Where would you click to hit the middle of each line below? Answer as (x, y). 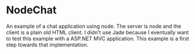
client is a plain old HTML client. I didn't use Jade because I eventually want (97, 32)
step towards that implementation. (47, 45)
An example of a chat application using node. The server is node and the (94, 26)
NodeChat (31, 10)
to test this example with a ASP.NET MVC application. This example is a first (97, 38)
